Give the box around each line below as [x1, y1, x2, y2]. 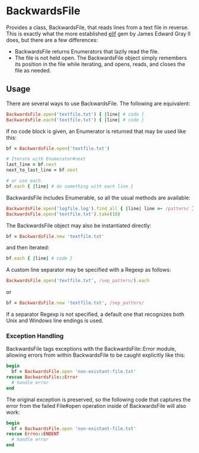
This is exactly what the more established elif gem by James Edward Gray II [6, 30, 191, 37]
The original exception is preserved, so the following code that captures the [6, 396, 191, 403]
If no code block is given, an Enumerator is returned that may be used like [6, 128, 187, 135]
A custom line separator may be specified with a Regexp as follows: [6, 266, 172, 274]
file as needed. [14, 66, 52, 74]
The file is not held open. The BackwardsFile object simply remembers [14, 54, 187, 61]
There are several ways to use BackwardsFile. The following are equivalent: [6, 100, 191, 107]
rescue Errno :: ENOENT [6, 431, 60, 437]
